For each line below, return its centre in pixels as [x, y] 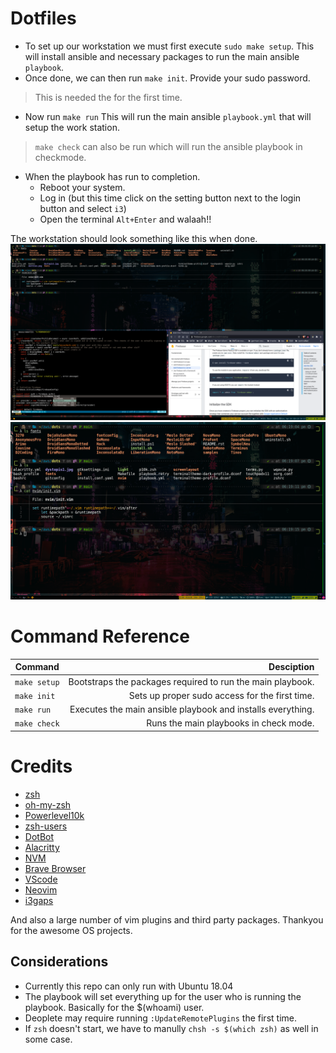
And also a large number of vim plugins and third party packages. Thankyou [167, 919]
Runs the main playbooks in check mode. [230, 723]
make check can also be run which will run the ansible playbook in [168, 146]
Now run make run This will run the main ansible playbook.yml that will [168, 116]
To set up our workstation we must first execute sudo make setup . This [169, 46]
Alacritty [42, 847]
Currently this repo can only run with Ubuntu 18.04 [129, 986]
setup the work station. [72, 127]
